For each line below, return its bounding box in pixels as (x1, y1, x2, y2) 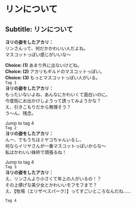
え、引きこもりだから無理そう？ (5, 104, 71, 110)
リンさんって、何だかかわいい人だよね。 (5, 45, 88, 51)
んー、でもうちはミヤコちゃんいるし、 (5, 137, 84, 143)
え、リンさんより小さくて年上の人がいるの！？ (5, 176, 101, 182)
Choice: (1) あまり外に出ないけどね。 (5, 62, 82, 68)
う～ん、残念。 (5, 110, 36, 116)
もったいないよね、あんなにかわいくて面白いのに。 (5, 92, 110, 97)
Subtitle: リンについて (5, 25, 73, 33)
